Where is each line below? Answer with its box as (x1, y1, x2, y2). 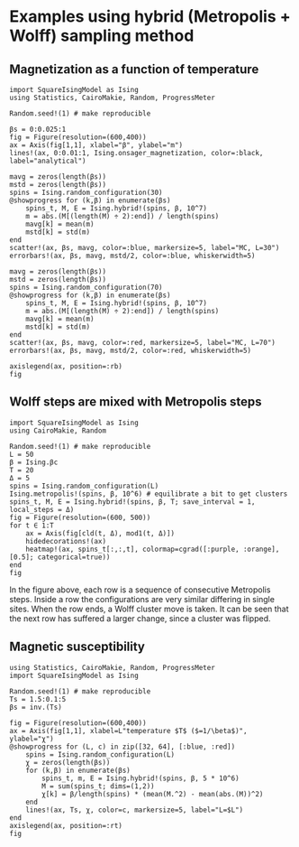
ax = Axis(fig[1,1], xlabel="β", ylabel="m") (9, 141, 183, 150)
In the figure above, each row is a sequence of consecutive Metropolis (9, 584, 271, 595)
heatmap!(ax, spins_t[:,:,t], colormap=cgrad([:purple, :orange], (25, 544, 280, 554)
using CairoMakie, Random (9, 426, 106, 435)
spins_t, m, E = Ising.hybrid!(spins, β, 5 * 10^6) (41, 774, 240, 783)
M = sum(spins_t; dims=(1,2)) (41, 781, 155, 791)
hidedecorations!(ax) (25, 536, 106, 545)
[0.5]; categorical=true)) (9, 553, 111, 562)
